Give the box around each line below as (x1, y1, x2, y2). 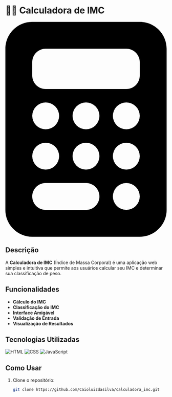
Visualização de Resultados (12, 320, 73, 326)
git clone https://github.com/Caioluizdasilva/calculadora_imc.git (12, 387, 160, 392)
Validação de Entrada (12, 315, 59, 321)
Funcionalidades (5, 285, 60, 294)
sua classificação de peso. (5, 270, 62, 276)
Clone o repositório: (12, 377, 55, 383)
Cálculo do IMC (12, 299, 46, 305)
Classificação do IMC (12, 304, 59, 310)
